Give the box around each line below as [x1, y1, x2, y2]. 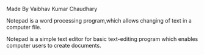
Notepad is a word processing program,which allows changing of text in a [6, 17, 192, 24]
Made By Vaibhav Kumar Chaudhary [6, 5, 98, 12]
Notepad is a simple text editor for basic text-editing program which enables [6, 35, 199, 42]
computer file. [6, 24, 42, 31]
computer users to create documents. [6, 42, 102, 49]
